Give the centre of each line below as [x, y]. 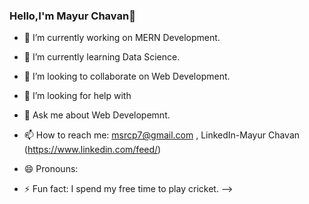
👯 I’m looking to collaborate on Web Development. [127, 76]
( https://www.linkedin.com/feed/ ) [92, 150]
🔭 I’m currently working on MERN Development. [122, 38]
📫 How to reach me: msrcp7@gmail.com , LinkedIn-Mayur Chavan [162, 135]
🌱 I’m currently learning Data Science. [102, 57]
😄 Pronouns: [51, 169]
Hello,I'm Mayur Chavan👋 [72, 16]
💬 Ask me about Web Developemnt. [97, 115]
